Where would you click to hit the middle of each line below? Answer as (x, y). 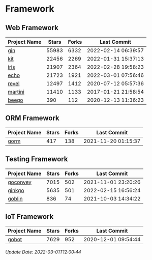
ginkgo (16, 190)
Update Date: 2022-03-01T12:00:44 (43, 252)
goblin (15, 198)
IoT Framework (29, 217)
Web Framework (32, 28)
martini (16, 92)
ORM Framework (32, 118)
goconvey (20, 182)
